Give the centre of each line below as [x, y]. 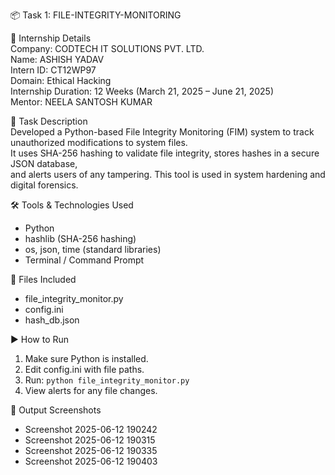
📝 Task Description [49, 121]
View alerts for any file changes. [91, 390]
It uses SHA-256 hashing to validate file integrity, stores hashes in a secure [165, 153]
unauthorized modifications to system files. [99, 142]
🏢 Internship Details [51, 38]
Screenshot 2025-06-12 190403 [91, 461]
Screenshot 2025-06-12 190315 [90, 440]
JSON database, [44, 163]
